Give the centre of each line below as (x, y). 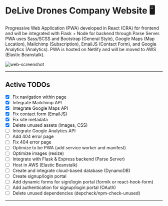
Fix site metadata (30, 120)
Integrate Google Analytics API (44, 131)
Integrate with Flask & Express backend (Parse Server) (68, 159)
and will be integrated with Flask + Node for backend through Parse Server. (83, 33)
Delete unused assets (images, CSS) (50, 125)
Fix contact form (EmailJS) (40, 114)
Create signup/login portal (39, 176)
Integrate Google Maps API (40, 108)
